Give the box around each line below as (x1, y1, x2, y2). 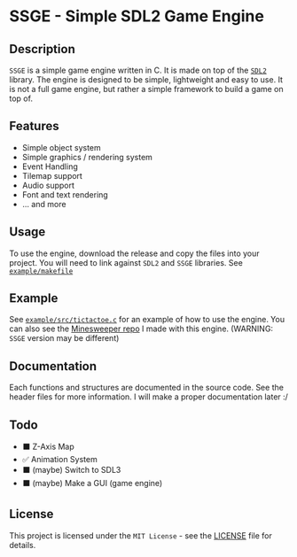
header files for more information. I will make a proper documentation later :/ (9, 391, 288, 402)
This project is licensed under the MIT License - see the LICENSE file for (9, 530, 272, 541)
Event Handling (21, 161, 78, 172)
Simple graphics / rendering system (21, 151, 153, 162)
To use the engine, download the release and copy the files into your (9, 248, 260, 259)
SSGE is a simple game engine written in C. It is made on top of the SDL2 (9, 65, 268, 75)
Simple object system (21, 142, 102, 152)
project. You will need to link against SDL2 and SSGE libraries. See (9, 257, 244, 267)
